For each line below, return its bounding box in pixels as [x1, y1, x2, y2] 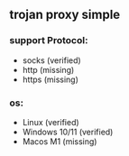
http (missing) [22, 64, 75, 75]
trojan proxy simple [9, 7, 121, 23]
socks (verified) [22, 54, 81, 66]
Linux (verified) [22, 116, 79, 127]
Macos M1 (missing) [22, 135, 97, 147]
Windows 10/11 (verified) [22, 126, 114, 137]
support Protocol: [9, 34, 88, 47]
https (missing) [22, 74, 79, 85]
